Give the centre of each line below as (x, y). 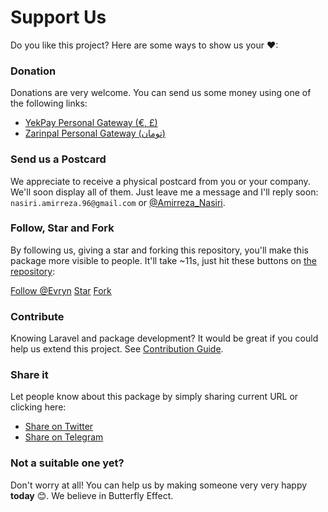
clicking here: (38, 407)
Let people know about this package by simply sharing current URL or (154, 397)
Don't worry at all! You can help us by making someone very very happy (159, 485)
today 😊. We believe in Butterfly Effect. (92, 495)
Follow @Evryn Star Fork (61, 290)
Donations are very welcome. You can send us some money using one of (161, 93)
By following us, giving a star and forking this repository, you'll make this (159, 250)
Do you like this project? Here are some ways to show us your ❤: (144, 45)
